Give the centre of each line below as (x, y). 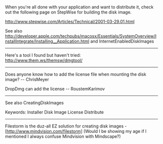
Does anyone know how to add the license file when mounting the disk (76, 74)
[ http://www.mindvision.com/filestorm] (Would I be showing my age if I (76, 131)
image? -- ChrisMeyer (27, 79)
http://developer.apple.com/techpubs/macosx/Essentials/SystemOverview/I (81, 36)
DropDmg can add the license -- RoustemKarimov (55, 89)
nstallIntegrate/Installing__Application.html (47, 41)
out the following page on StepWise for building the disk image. (68, 12)
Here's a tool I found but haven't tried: (43, 55)
